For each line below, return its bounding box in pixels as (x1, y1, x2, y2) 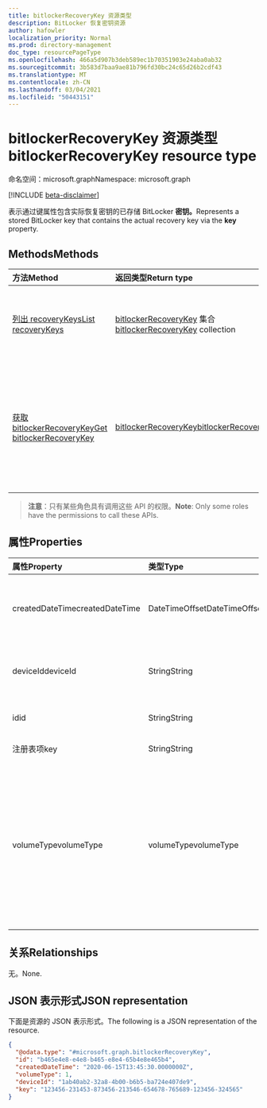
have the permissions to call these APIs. (27, 511, 159, 519)
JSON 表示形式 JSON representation (8, 994, 188, 1008)
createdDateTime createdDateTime (12, 602, 141, 613)
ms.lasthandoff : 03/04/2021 (8, 85, 102, 94)
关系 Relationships (8, 946, 99, 959)
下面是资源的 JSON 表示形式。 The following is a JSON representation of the (8, 1017, 257, 1026)
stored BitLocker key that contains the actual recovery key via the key (8, 216, 237, 225)
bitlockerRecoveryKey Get (12, 422, 108, 433)
